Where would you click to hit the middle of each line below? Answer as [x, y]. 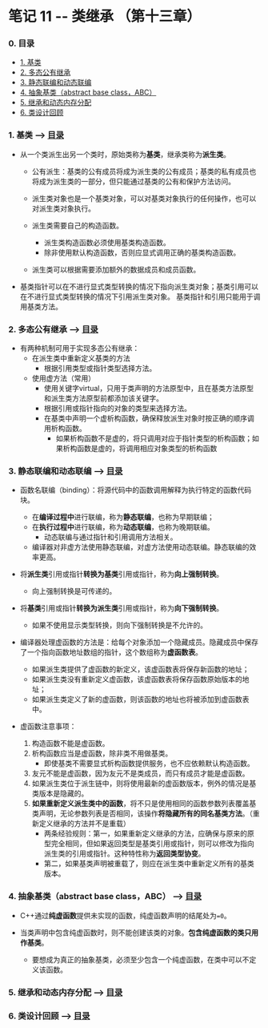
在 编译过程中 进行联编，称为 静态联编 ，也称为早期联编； [123, 517]
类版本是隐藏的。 [60, 793]
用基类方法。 [41, 306]
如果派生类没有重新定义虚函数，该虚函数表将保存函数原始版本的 [137, 679]
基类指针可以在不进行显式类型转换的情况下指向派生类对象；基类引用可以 [139, 286]
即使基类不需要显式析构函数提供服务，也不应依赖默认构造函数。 [149, 764]
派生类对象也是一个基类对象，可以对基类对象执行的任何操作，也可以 [144, 198]
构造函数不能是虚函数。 [70, 744]
